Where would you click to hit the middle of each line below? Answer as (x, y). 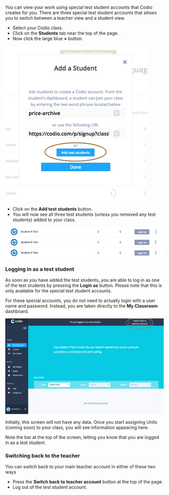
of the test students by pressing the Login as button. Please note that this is (84, 285)
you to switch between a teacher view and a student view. (65, 18)
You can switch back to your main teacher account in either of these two (80, 467)
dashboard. (17, 311)
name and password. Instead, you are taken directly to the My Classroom (81, 306)
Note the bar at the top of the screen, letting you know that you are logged (82, 437)
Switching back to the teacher (43, 456)
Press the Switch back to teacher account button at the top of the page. (88, 482)
